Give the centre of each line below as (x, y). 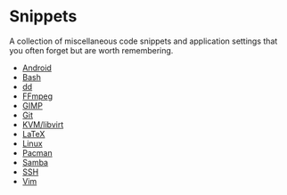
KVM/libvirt (43, 124)
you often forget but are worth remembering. (91, 50)
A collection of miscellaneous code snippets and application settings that (143, 41)
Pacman (37, 152)
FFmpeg (37, 96)
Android (37, 68)
